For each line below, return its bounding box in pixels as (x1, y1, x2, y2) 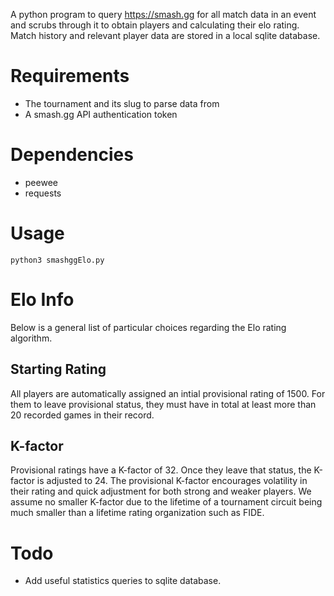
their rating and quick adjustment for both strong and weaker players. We (10, 485, 312, 498)
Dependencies (10, 144, 134, 166)
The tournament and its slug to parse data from (24, 97, 220, 109)
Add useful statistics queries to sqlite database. (24, 575, 222, 587)
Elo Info (10, 289, 75, 311)
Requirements (10, 65, 130, 88)
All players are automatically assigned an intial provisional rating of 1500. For (10, 387, 326, 399)
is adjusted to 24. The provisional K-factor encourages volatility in (36, 475, 308, 487)
